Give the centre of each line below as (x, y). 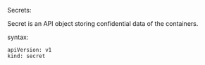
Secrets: (19, 10)
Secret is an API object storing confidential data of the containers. (103, 23)
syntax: (18, 37)
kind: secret (26, 56)
